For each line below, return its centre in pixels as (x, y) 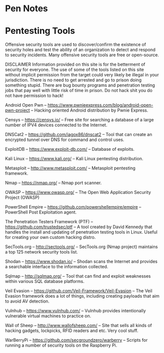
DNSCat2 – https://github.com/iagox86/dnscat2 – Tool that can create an (79, 135)
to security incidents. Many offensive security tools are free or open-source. (82, 55)
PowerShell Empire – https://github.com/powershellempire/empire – (73, 207)
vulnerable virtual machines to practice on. (48, 316)
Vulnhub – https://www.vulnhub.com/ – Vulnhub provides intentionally (75, 311)
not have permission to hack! (34, 95)
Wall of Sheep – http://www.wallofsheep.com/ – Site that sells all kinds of (79, 326)
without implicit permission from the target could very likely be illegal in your (82, 75)
